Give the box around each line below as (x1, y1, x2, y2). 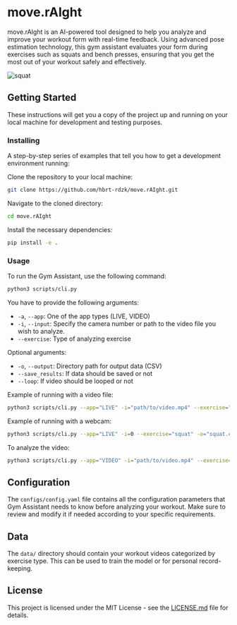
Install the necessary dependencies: (7, 225, 113, 233)
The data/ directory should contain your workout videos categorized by (7, 550, 216, 558)
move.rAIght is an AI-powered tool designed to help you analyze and (7, 28, 207, 36)
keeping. (7, 564, 33, 573)
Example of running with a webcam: (7, 417, 111, 425)
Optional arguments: (7, 348, 67, 356)
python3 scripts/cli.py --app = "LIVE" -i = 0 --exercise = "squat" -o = (7, 430, 207, 437)
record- (198, 557, 221, 565)
